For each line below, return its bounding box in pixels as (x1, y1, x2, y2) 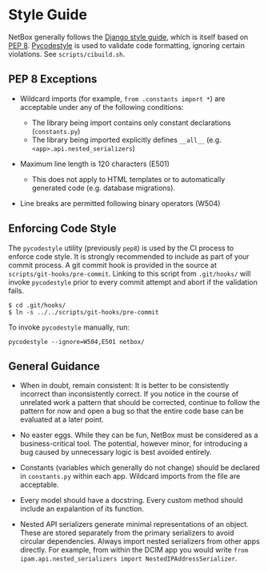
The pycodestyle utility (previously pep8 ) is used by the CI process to (8, 243, 234, 253)
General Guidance (8, 359, 100, 373)
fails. (8, 285, 25, 295)
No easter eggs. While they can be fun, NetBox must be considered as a (19, 431, 258, 440)
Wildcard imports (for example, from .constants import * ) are (19, 94, 226, 103)
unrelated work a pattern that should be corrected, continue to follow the (19, 398, 260, 407)
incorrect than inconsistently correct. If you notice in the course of (19, 389, 239, 399)
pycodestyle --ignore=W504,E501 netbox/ (8, 338, 146, 346)
